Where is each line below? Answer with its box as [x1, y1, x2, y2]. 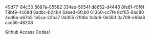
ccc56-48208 [5, 19, 33, 25]
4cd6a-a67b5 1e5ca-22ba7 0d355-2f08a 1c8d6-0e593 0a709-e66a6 [5, 15, 146, 20]
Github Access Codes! [5, 29, 50, 35]
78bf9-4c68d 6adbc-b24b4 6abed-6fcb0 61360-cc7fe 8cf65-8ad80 [5, 9, 144, 15]
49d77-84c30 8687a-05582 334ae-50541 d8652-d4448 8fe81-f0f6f [5, 4, 145, 10]
